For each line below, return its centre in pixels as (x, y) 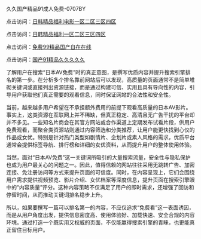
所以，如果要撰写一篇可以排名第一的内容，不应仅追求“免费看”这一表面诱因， (100, 207)
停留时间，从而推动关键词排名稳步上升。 (56, 195)
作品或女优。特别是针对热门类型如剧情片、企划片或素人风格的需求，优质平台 (100, 137)
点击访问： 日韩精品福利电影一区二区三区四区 (61, 22)
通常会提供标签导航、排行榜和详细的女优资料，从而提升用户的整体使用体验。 (100, 145)
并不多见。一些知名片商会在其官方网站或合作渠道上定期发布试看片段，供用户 (100, 122)
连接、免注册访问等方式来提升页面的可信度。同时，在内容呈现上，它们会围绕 (100, 172)
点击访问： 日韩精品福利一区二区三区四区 (56, 34)
